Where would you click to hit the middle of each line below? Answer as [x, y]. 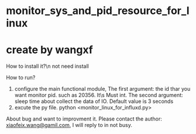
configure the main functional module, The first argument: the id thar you [102, 89]
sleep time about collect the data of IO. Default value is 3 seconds [94, 101]
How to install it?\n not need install [48, 66]
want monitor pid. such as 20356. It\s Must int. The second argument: [99, 95]
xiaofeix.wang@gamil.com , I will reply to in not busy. [69, 125]
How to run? [21, 78]
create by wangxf [50, 50]
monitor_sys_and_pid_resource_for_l [98, 11]
